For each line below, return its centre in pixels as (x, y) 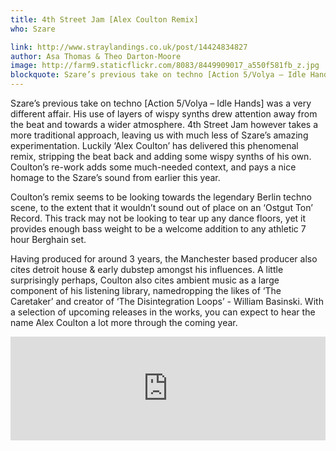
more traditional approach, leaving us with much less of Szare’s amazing (159, 135)
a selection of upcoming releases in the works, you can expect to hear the (163, 312)
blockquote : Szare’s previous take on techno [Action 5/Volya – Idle (158, 75)
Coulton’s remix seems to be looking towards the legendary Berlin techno (161, 197)
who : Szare (33, 29)
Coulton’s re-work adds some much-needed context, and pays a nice (153, 167)
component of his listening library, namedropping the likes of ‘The (146, 290)
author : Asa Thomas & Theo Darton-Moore (96, 56)
